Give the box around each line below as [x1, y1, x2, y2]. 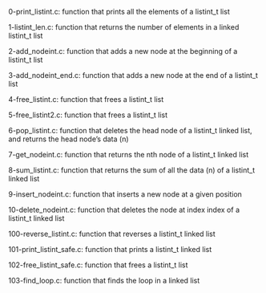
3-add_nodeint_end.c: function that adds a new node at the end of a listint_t [8, 71, 259, 79]
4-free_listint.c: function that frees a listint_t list [8, 95, 164, 104]
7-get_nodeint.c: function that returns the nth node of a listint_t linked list [8, 150, 249, 159]
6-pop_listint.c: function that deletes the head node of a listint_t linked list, [8, 126, 252, 135]
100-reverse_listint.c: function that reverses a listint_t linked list [8, 229, 216, 238]
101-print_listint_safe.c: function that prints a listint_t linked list [8, 245, 212, 254]
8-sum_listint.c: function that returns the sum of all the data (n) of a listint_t [8, 165, 256, 175]
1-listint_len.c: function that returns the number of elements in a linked [8, 22, 240, 31]
